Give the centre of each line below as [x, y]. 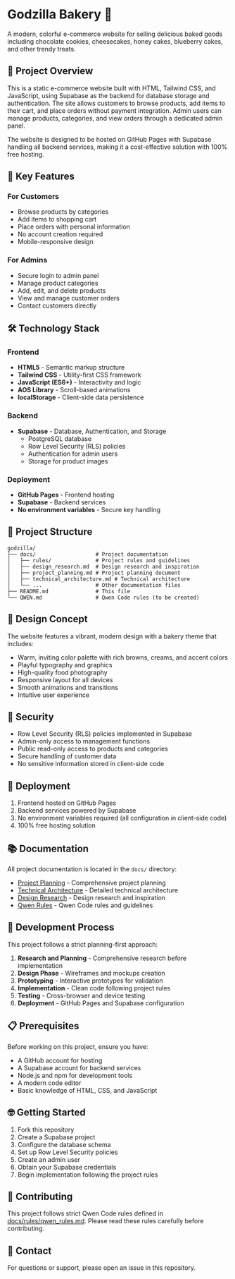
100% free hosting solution [57, 825]
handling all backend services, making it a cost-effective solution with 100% [118, 147]
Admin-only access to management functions [83, 741]
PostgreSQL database [60, 438]
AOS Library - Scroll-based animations [74, 390]
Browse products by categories [63, 212]
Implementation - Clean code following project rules [94, 988]
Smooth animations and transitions [68, 687]
